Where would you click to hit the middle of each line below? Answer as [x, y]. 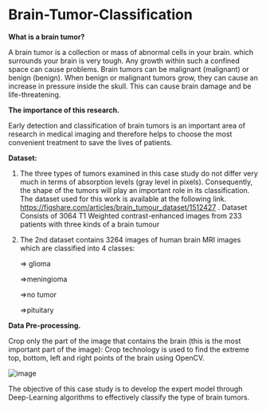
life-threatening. [35, 94]
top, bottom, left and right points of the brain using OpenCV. [106, 357]
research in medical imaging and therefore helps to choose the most [120, 134]
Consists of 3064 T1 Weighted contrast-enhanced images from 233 [131, 215]
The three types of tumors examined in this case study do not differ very [139, 173]
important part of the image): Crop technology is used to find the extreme [129, 349]
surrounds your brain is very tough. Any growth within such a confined [124, 61]
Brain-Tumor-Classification [100, 15]
